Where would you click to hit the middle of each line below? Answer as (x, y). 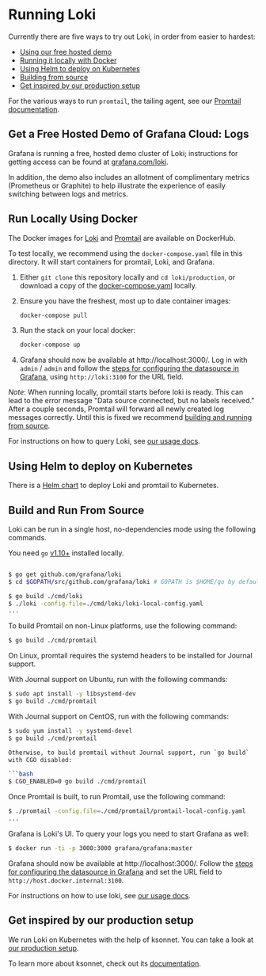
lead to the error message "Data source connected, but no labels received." (131, 401)
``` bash (21, 774)
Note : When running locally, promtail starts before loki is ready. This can (126, 392)
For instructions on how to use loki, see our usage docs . (100, 895)
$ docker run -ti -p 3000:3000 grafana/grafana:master (101, 848)
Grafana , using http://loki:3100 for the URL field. (101, 377)
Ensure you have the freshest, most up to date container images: (125, 301)
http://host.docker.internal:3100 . (66, 880)
